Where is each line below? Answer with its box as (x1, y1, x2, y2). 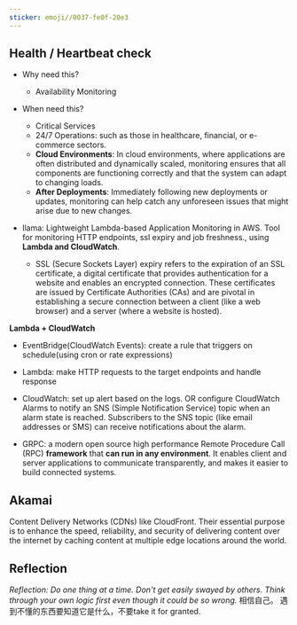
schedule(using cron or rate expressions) (21, 349, 173, 360)
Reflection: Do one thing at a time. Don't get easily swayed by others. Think (9, 584, 285, 595)
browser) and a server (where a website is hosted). (35, 306, 223, 316)
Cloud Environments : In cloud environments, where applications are (35, 149, 285, 160)
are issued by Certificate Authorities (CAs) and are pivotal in (35, 287, 255, 298)
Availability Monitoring (35, 86, 117, 98)
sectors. (76, 139, 106, 151)
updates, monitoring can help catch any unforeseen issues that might (35, 196, 289, 207)
